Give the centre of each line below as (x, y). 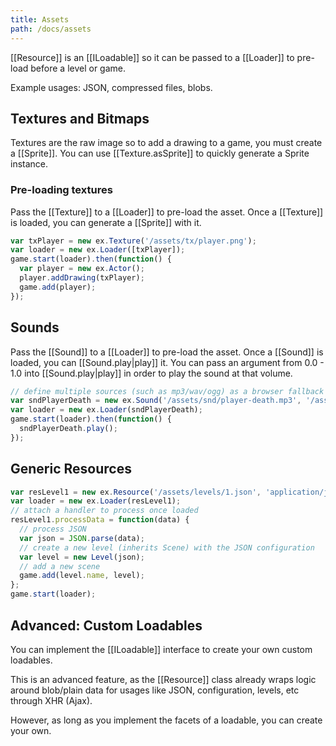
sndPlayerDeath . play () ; (68, 429)
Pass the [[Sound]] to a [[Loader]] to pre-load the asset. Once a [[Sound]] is (167, 352)
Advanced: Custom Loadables (106, 625)
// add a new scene (60, 566)
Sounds (35, 327)
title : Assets (40, 19)
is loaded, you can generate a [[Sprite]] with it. (106, 222)
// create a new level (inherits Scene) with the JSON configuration (167, 547)
